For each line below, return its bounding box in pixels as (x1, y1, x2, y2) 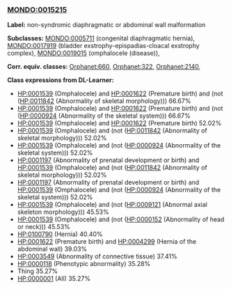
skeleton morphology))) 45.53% (17, 208, 109, 217)
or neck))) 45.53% (17, 223, 71, 231)
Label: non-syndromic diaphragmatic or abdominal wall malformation (7, 21, 206, 29)
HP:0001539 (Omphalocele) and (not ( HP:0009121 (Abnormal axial (17, 201, 207, 209)
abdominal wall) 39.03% (17, 245, 88, 253)
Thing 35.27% (17, 267, 58, 276)
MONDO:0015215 (7, 5, 67, 15)
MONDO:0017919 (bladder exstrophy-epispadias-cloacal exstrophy (7, 42, 200, 50)
